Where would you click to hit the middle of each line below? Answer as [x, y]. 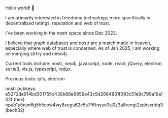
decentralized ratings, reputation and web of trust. [58, 23]
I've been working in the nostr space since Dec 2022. [61, 33]
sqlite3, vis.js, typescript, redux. [39, 69]
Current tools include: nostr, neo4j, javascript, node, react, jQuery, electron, [84, 63]
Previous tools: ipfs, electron [35, 79]
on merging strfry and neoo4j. [37, 54]
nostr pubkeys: [21, 88]
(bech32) [15, 110]
